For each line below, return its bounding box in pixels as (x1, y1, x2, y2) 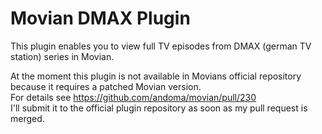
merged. (10, 112, 45, 124)
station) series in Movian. (10, 50, 115, 62)
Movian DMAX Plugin (10, 7, 191, 30)
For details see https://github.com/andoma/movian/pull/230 (10, 91, 257, 103)
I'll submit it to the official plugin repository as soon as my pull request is (10, 102, 308, 114)
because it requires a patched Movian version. (10, 80, 202, 92)
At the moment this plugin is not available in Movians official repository (10, 70, 302, 82)
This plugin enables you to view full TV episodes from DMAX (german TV (10, 40, 312, 52)
